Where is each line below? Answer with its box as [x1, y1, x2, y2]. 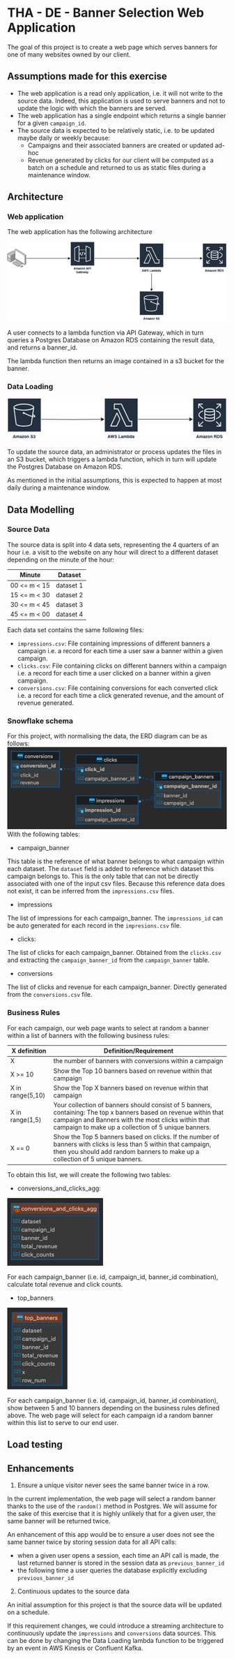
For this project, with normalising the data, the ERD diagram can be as [7, 732, 208, 740]
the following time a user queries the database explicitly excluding [17, 1566, 208, 1574]
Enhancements [7, 1462, 75, 1475]
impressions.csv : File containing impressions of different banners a [17, 639, 210, 648]
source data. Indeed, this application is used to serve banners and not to [17, 96, 226, 105]
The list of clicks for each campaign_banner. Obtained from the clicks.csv [7, 949, 221, 957]
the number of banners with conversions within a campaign [53, 1057, 224, 1065]
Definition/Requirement [103, 1046, 174, 1055]
